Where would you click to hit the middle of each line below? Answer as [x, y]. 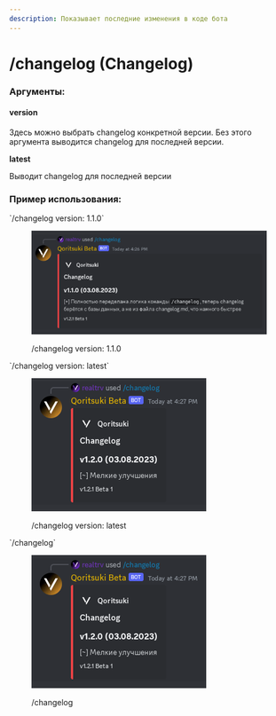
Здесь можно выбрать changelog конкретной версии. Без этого [130, 132]
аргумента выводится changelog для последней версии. [117, 141]
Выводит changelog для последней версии [91, 176]
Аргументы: [37, 91]
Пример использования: [66, 199]
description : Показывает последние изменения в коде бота [118, 19]
